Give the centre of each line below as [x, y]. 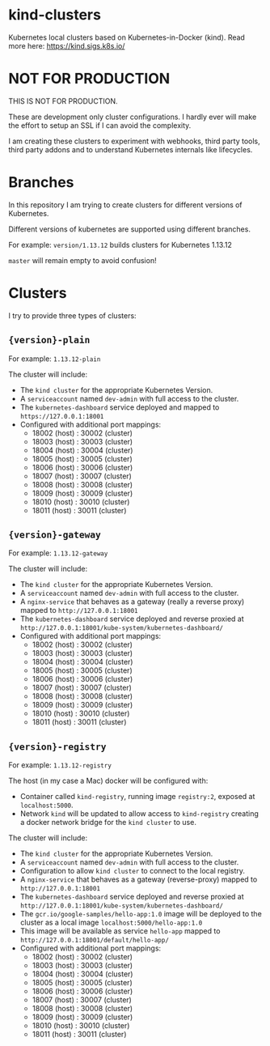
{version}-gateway [55, 534]
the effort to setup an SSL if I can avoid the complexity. [100, 125]
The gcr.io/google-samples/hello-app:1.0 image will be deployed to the [141, 914]
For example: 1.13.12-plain [55, 359]
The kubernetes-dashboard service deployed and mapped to [120, 407]
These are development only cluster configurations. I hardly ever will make [133, 117]
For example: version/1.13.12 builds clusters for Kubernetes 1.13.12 [120, 244]
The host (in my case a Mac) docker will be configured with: [108, 781]
